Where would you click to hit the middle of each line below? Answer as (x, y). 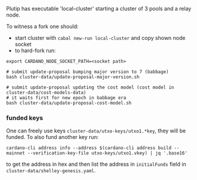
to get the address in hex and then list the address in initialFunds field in (96, 164)
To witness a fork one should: (43, 26)
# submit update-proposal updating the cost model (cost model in (90, 87)
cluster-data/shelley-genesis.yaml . (51, 170)
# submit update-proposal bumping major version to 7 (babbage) (87, 72)
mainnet (16, 153)
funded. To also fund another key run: (53, 137)
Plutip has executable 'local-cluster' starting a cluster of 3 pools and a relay (99, 9)
